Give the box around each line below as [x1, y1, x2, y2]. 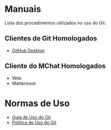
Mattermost [11, 80, 36, 86]
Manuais [4, 3, 41, 15]
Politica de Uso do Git [11, 119, 57, 125]
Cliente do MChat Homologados [4, 62, 106, 70]
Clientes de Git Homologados [4, 34, 98, 43]
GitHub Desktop [11, 47, 45, 53]
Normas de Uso [4, 98, 70, 109]
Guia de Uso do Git [11, 114, 51, 120]
